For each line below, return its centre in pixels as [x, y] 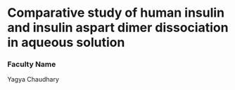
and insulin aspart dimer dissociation [118, 28]
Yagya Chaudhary [33, 80]
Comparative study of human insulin [116, 13]
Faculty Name [32, 64]
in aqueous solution [66, 43]
